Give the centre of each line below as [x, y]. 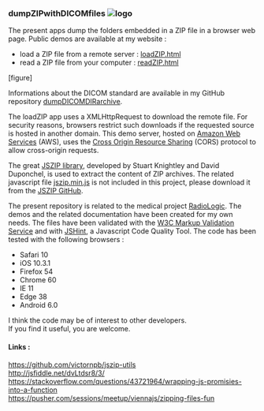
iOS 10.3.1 [35, 263]
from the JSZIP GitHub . [46, 191]
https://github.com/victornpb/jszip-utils [72, 364]
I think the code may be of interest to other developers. [97, 320]
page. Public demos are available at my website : [87, 39]
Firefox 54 [36, 271]
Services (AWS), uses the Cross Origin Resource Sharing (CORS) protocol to [132, 142]
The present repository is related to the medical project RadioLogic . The [125, 206]
